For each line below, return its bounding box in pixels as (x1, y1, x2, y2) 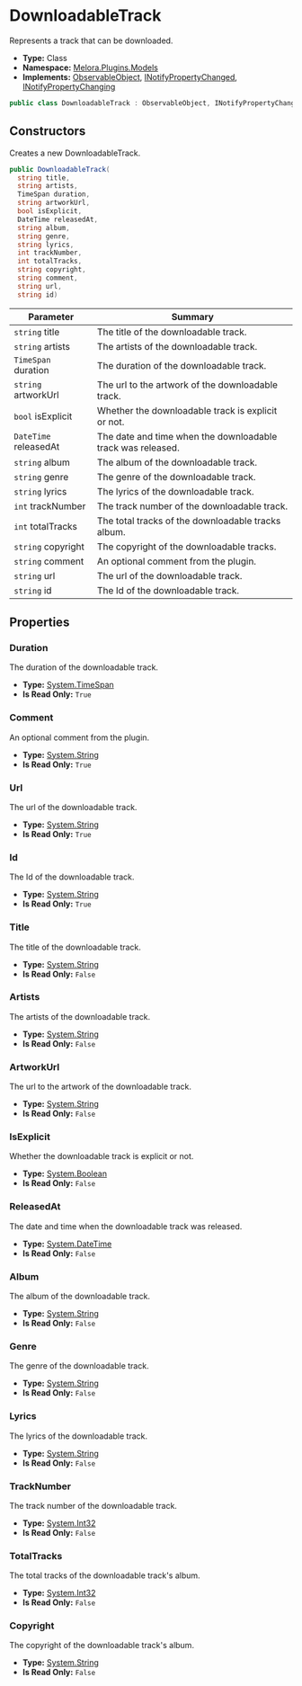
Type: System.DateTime (22, 1238, 112, 1249)
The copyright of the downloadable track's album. (9, 1640, 195, 1651)
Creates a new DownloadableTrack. (9, 147, 141, 158)
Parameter (28, 310, 75, 323)
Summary (171, 310, 214, 323)
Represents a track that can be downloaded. (9, 35, 173, 46)
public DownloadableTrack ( (9, 165, 111, 174)
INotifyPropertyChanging (22, 81, 116, 92)
